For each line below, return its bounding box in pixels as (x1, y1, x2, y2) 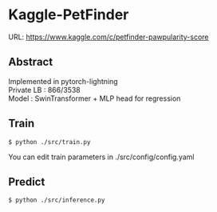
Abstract (8, 55, 53, 69)
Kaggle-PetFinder (8, 6, 129, 24)
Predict (8, 174, 45, 189)
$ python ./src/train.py (8, 138, 91, 146)
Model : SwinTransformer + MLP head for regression (8, 94, 181, 103)
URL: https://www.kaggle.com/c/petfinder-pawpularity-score (8, 32, 209, 42)
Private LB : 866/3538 (8, 85, 81, 94)
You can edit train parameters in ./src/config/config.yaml (8, 152, 195, 162)
